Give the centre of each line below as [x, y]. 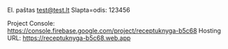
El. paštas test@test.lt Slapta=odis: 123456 [69, 10]
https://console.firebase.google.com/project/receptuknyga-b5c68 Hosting [114, 31]
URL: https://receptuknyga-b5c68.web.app [69, 38]
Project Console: [31, 23]
